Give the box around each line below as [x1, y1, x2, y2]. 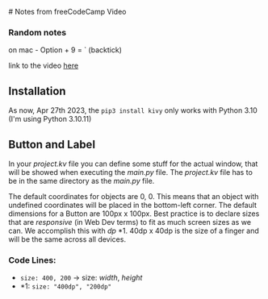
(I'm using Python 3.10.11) [8, 114, 92, 124]
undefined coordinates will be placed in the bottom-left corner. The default [8, 200, 257, 210]
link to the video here [8, 60, 79, 71]
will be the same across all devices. [8, 234, 127, 244]
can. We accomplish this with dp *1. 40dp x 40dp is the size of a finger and [8, 226, 260, 235]
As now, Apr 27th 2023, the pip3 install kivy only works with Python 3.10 [8, 106, 258, 115]
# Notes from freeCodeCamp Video [8, 7, 127, 16]
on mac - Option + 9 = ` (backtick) [8, 45, 123, 55]
